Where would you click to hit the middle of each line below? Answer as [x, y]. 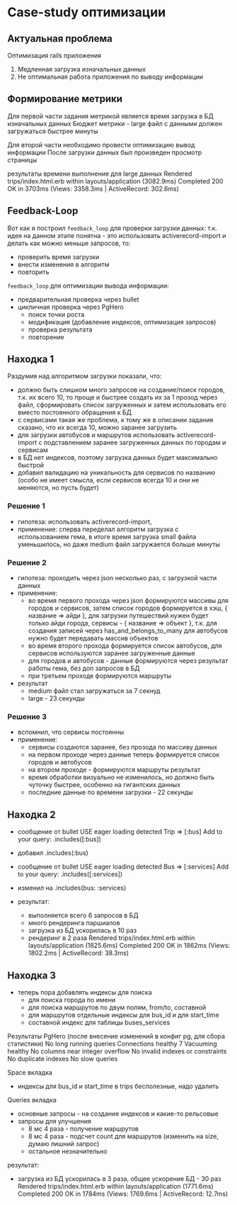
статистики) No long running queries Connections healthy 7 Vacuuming [112, 1043]
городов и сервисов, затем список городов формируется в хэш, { [128, 608]
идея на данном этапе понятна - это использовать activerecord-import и [117, 235]
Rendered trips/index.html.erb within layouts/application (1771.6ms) [115, 1186]
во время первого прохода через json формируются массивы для [128, 601]
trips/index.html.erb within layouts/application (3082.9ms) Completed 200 [116, 181]
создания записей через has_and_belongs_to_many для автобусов [128, 630]
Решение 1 [27, 506]
